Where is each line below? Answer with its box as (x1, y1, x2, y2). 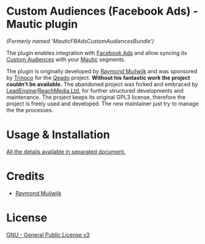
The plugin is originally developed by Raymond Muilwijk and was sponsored (6, 67, 198, 74)
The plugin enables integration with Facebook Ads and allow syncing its (6, 49, 188, 56)
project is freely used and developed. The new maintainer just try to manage (6, 99, 199, 107)
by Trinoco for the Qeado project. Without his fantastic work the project (6, 74, 191, 81)
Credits (6, 170, 45, 184)
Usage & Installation (6, 128, 110, 142)
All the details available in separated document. (6, 148, 126, 155)
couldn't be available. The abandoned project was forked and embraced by (6, 81, 198, 88)
